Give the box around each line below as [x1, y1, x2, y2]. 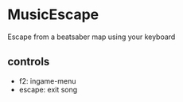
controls [7, 55, 50, 69]
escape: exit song [18, 84, 78, 94]
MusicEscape [7, 6, 99, 24]
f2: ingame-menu [18, 76, 76, 85]
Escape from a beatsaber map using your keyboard [7, 32, 176, 41]
